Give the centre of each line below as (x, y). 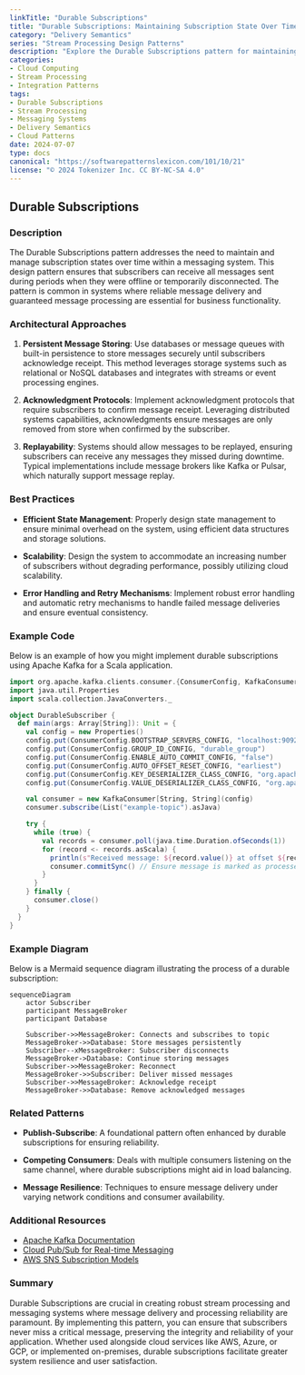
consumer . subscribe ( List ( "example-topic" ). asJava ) (123, 808)
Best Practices (42, 499)
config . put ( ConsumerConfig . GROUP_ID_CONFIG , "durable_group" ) (146, 749)
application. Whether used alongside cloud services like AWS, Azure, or (143, 1341)
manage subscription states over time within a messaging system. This (142, 262)
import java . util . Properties (64, 690)
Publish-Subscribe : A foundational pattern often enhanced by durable (154, 1133)
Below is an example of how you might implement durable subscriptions (144, 655)
